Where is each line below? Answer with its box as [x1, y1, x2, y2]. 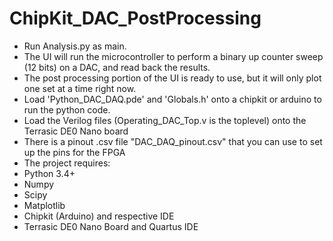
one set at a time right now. [23, 82, 137, 94]
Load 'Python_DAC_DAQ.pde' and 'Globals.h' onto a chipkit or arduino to [23, 93, 322, 105]
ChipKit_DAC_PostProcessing [9, 7, 262, 30]
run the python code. [23, 103, 111, 116]
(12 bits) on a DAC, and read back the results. [23, 61, 211, 73]
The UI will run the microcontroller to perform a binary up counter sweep [23, 50, 324, 62]
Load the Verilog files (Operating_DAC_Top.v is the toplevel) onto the [23, 114, 307, 126]
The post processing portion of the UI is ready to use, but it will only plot [23, 72, 322, 84]
